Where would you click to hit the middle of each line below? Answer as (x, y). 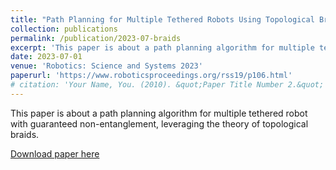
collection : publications (64, 29)
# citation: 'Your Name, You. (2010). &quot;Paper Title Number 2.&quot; (167, 85)
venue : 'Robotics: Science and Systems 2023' (106, 66)
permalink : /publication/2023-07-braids (96, 38)
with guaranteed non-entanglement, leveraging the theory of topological (159, 123)
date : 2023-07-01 (46, 57)
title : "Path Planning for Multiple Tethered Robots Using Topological (162, 19)
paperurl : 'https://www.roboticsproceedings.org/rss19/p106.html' (151, 76)
